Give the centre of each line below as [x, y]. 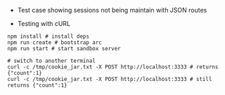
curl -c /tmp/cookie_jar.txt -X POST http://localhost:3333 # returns [113, 67]
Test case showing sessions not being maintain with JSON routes [112, 10]
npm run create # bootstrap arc [54, 43]
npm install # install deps [49, 36]
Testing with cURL [44, 23]
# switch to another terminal [52, 61]
